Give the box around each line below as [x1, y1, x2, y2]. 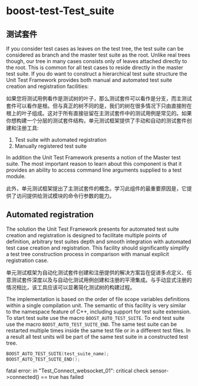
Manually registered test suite [14, 143, 87, 149]
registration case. [6, 257, 49, 264]
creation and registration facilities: [6, 83, 89, 90]
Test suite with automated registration [14, 136, 107, 143]
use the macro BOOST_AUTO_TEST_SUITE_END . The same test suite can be [6, 320, 177, 328]
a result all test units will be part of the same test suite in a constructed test [6, 333, 189, 340]
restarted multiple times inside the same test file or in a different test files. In [6, 326, 191, 334]
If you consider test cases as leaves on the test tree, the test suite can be [6, 45, 184, 52]
